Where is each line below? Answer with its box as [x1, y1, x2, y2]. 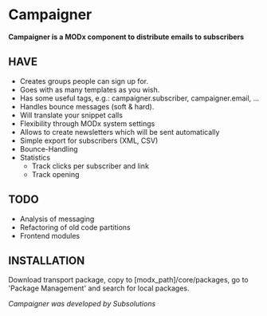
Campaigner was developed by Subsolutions [8, 299, 156, 309]
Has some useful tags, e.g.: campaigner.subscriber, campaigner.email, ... [19, 93, 260, 103]
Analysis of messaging [19, 214, 95, 223]
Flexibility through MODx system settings [19, 118, 155, 128]
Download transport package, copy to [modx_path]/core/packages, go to [8, 275, 249, 285]
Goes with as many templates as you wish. [19, 85, 160, 94]
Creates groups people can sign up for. [19, 76, 149, 85]
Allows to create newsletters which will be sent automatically [19, 127, 220, 136]
